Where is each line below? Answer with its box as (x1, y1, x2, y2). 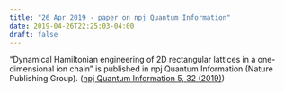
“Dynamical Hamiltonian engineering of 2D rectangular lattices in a (9, 54, 256, 65)
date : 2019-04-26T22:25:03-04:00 (9, 21, 135, 30)
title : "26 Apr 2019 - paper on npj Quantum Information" (9, 13, 231, 22)
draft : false (9, 29, 58, 38)
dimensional (9, 63, 55, 74)
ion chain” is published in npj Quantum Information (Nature (56, 63, 274, 74)
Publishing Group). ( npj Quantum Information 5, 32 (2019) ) (9, 73, 226, 84)
